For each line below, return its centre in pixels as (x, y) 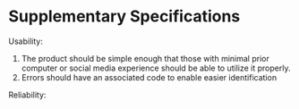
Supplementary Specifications (124, 17)
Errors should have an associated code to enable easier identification (149, 77)
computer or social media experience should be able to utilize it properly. (156, 68)
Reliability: (27, 95)
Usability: (26, 41)
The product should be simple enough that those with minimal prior (145, 58)
